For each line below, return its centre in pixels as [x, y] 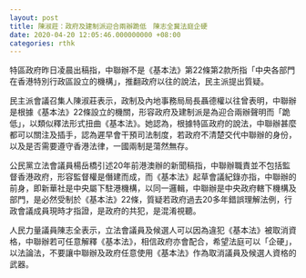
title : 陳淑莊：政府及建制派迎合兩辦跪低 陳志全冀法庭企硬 [108, 26]
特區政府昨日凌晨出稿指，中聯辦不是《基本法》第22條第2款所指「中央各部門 [153, 70]
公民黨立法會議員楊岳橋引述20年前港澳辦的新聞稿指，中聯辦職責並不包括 [146, 165]
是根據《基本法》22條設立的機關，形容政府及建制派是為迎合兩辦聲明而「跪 [150, 112]
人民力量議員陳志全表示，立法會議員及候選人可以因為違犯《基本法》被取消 [149, 230]
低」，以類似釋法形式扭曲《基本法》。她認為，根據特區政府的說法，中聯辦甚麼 [153, 124]
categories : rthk [42, 43]
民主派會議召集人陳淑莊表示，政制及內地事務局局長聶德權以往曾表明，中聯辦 [153, 101]
